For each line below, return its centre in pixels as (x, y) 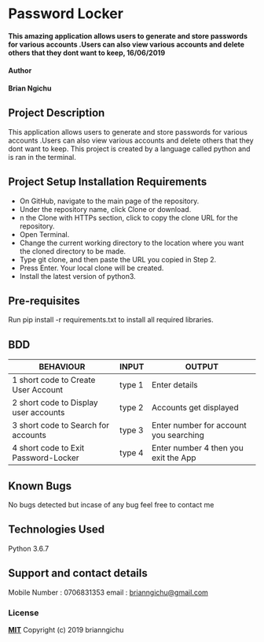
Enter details (175, 385)
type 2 (131, 408)
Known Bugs (40, 486)
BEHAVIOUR (62, 367)
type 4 (131, 453)
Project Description (57, 113)
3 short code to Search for (61, 425)
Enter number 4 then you (198, 448)
